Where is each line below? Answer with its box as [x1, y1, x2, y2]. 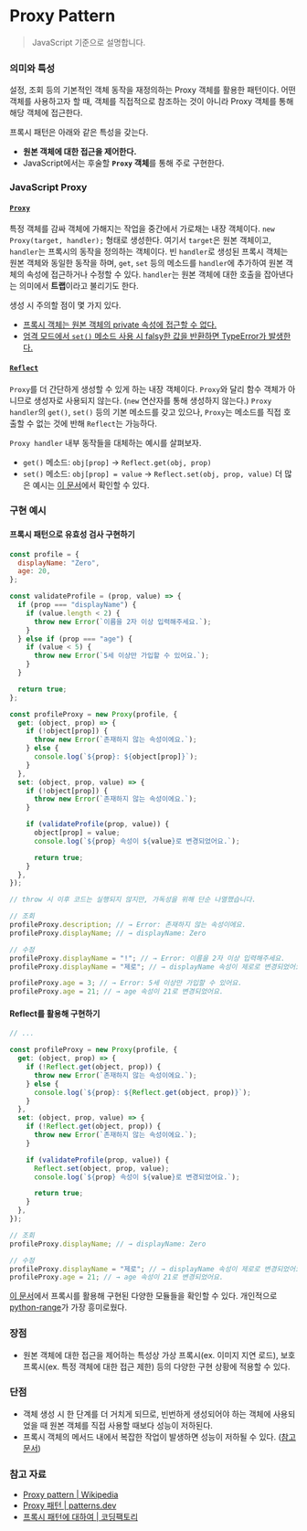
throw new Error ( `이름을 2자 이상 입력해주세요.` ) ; [33, 617, 212, 626]
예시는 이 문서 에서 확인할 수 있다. [32, 479, 150, 490]
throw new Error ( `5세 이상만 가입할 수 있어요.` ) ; [33, 651, 210, 661]
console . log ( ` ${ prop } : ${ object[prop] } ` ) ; [33, 752, 198, 761]
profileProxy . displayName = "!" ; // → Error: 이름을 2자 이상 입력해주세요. [9, 953, 286, 962]
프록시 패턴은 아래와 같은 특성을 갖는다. [9, 127, 149, 138]
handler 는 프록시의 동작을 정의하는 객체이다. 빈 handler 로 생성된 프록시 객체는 [9, 246, 289, 257]
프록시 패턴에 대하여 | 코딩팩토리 [22, 1512, 139, 1523]
